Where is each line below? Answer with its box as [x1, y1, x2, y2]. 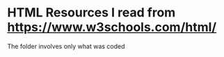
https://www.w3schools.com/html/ [7, 19, 217, 35]
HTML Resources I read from [7, 5, 176, 21]
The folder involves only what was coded [7, 42, 125, 50]
